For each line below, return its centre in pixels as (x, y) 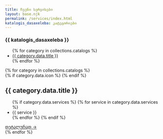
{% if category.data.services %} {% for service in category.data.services (85, 102)
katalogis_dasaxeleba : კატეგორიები (41, 23)
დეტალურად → (21, 127)
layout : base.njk (23, 14)
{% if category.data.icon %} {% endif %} (46, 75)
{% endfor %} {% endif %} (39, 118)
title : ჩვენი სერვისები (29, 9)
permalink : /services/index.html (39, 18)
